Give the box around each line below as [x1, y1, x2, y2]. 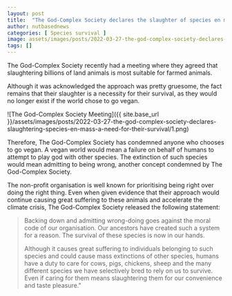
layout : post [7, 10, 45, 17]
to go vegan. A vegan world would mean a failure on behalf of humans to [7, 146, 214, 154]
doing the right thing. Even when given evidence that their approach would [7, 188, 220, 196]
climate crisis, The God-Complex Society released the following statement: [7, 203, 220, 211]
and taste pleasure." [23, 281, 81, 289]
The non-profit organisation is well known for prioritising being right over [7, 181, 214, 189]
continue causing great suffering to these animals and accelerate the [7, 196, 203, 204]
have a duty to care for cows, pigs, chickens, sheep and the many [23, 259, 212, 267]
